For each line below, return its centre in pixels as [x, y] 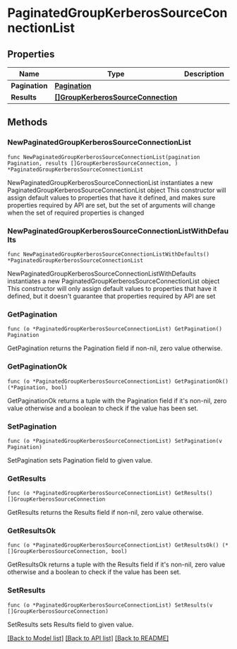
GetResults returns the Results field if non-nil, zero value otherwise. [105, 513]
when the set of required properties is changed [76, 213]
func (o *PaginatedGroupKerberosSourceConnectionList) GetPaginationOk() [118, 381]
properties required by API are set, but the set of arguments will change [111, 205]
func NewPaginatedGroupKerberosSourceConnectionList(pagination [104, 157]
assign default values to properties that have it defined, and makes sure [111, 197]
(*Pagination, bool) [38, 387]
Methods [28, 123]
